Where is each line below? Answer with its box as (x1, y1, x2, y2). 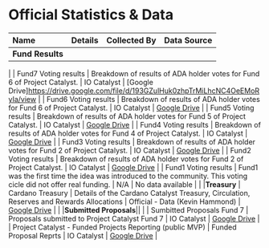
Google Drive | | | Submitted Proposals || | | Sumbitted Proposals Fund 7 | (8, 205, 249, 214)
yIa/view (8, 94, 37, 104)
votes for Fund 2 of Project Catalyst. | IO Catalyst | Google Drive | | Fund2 (8, 145, 251, 155)
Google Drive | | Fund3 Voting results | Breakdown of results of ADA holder (8, 136, 255, 146)
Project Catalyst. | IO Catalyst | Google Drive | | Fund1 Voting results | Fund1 (8, 162, 259, 172)
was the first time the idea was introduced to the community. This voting (8, 171, 248, 181)
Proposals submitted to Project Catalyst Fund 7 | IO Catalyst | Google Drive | (8, 213, 260, 223)
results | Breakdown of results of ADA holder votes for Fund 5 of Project (8, 111, 247, 121)
